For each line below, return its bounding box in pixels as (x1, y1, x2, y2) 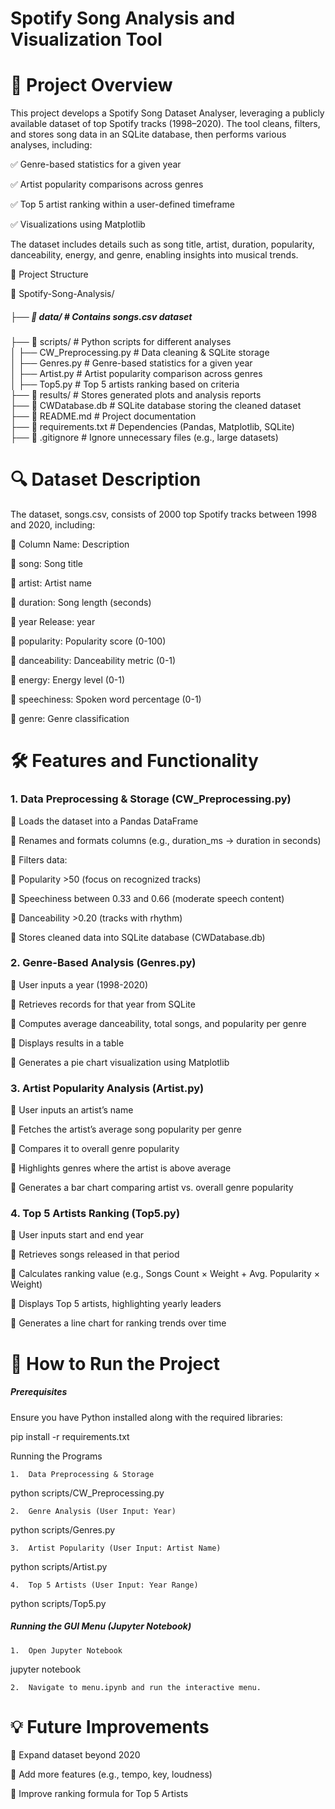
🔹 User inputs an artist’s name (10, 1104, 134, 1116)
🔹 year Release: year (10, 616, 96, 628)
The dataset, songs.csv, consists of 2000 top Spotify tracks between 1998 (10, 508, 318, 521)
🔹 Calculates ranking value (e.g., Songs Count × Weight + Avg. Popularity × (10, 1268, 321, 1280)
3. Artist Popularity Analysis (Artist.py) (10, 1081, 205, 1095)
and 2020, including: (10, 519, 96, 531)
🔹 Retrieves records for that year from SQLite (10, 998, 196, 1010)
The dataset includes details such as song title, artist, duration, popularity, (10, 238, 315, 251)
